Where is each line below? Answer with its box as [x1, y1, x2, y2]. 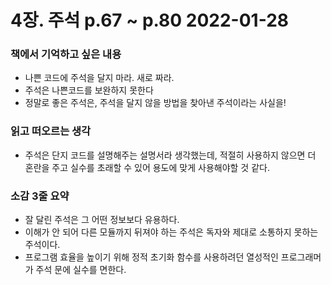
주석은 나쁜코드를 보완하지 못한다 [24, 84, 154, 96]
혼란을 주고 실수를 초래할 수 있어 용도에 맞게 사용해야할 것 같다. [24, 161, 270, 173]
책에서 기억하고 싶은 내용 [10, 47, 122, 61]
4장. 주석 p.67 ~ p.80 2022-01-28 [10, 9, 290, 32]
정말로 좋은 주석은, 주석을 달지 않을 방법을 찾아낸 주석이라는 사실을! [24, 97, 287, 109]
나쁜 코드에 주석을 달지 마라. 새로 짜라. [24, 72, 175, 84]
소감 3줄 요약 [10, 189, 70, 203]
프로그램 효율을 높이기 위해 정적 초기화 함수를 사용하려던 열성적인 [24, 251, 279, 263]
